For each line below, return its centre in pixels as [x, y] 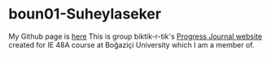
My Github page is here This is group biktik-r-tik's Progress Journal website [135, 36]
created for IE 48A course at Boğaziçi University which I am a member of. [131, 44]
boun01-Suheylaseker [85, 14]
